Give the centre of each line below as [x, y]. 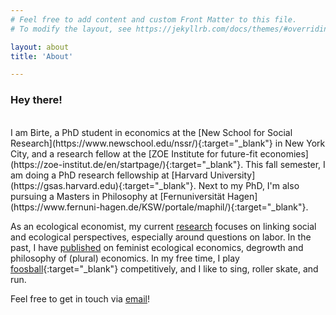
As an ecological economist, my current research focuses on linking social [163, 226]
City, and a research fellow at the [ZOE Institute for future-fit [134, 153]
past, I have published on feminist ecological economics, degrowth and [157, 247]
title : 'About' [42, 56]
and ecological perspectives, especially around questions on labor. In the [161, 237]
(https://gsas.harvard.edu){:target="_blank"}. [103, 185]
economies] [284, 153]
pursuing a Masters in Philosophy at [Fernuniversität [118, 196]
